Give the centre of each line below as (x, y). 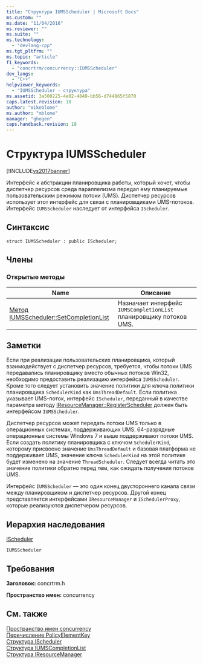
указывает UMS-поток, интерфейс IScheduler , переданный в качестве (97, 399)
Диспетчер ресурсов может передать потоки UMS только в (84, 423)
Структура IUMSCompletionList (46, 648)
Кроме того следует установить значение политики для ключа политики (100, 386)
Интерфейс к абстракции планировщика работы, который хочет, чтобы (98, 183)
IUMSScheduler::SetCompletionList (60, 317)
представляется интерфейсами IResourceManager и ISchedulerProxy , (93, 499)
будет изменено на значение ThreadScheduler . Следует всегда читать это (101, 462)
